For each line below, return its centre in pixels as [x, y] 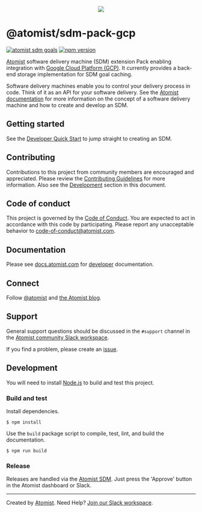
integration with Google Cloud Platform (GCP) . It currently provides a [91, 68]
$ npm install [24, 422]
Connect [23, 283]
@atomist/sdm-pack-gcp [71, 33]
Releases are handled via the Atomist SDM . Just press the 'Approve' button [99, 479]
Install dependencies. [33, 411]
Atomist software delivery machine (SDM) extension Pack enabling [89, 61]
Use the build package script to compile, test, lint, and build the [85, 433]
